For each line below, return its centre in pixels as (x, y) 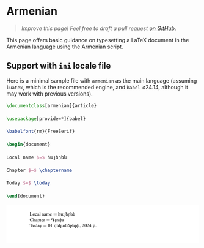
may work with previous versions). (49, 94)
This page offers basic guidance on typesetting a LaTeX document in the (98, 40)
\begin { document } (28, 145)
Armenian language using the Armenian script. (65, 47)
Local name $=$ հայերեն (37, 157)
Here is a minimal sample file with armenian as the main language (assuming (102, 80)
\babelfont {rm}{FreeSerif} (41, 132)
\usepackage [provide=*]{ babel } (46, 118)
